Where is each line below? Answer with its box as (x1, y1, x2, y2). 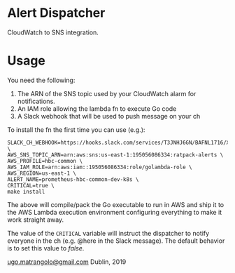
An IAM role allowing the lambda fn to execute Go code (17, 104, 177, 113)
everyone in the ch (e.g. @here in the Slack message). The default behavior (7, 237, 225, 245)
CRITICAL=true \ (7, 182, 55, 189)
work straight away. (7, 215, 64, 224)
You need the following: (7, 76, 76, 84)
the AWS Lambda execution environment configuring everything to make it (7, 208, 222, 216)
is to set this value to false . (7, 244, 85, 252)
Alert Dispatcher (7, 5, 106, 21)
